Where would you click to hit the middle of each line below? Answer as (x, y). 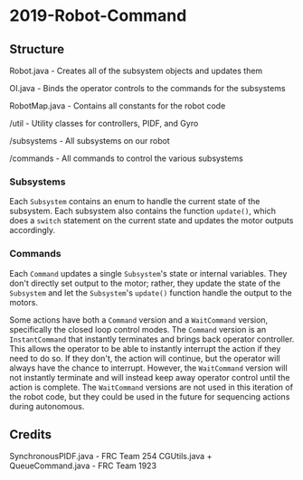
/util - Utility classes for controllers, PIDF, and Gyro (104, 123)
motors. (24, 302)
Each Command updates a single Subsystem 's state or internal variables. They (148, 273)
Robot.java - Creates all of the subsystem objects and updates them (136, 71)
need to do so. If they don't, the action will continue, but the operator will (145, 358)
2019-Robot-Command (98, 16)
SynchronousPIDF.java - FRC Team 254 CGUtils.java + (111, 456)
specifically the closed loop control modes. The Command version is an (138, 329)
